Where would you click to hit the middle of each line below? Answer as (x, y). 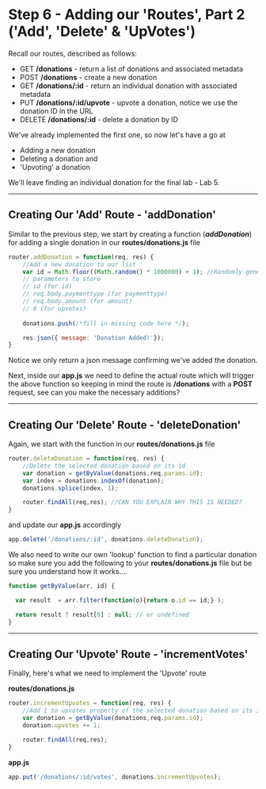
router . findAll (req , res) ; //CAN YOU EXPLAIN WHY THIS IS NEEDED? (133, 502)
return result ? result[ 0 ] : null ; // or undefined (103, 614)
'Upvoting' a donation (55, 167)
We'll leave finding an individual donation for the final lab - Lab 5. (114, 182)
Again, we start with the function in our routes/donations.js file (112, 444)
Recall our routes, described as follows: (72, 53)
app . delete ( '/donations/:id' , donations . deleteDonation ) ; (106, 540)
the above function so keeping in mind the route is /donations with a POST (131, 384)
